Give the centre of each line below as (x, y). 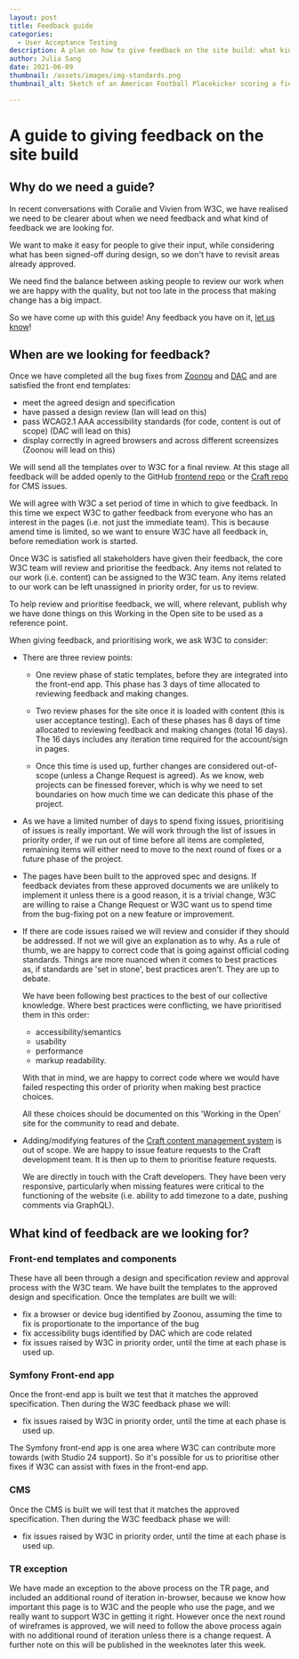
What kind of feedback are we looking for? (129, 1233)
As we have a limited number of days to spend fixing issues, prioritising (153, 821)
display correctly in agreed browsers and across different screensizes (150, 441)
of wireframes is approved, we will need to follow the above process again (145, 1626)
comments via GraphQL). (68, 1205)
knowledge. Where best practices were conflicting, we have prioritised (152, 1005)
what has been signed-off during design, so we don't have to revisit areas (145, 254)
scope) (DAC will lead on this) (77, 431)
